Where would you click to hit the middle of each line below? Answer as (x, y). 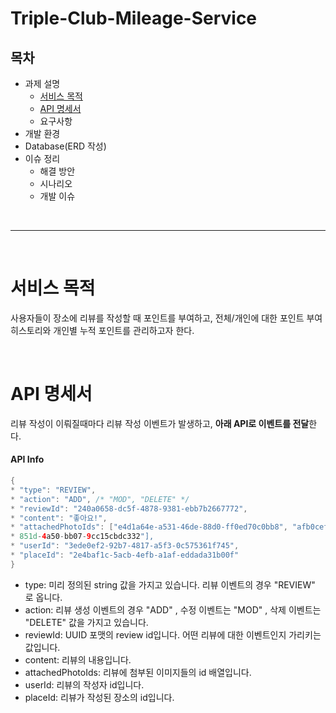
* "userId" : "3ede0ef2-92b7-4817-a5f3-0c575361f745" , (125, 546)
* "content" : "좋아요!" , (59, 518)
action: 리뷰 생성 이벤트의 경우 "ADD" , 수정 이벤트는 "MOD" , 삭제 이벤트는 (173, 609)
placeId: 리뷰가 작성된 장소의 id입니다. (99, 697)
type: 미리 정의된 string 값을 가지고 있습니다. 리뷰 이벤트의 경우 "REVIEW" (170, 584)
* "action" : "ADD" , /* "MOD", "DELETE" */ (100, 499)
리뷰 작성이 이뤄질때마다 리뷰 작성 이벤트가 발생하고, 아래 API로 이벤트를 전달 (160, 423)
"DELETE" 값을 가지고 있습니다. (86, 622)
